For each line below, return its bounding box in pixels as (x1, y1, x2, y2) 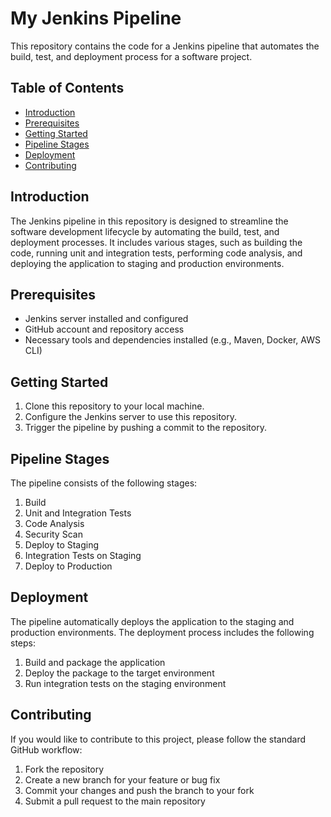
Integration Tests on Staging (24, 550, 142, 561)
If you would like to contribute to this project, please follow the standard (10, 733, 307, 745)
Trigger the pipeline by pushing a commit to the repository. (24, 422, 267, 434)
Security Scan (24, 528, 83, 540)
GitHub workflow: (10, 743, 83, 756)
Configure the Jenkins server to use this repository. (24, 411, 238, 423)
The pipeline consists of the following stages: (10, 477, 198, 489)
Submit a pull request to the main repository (24, 795, 206, 807)
